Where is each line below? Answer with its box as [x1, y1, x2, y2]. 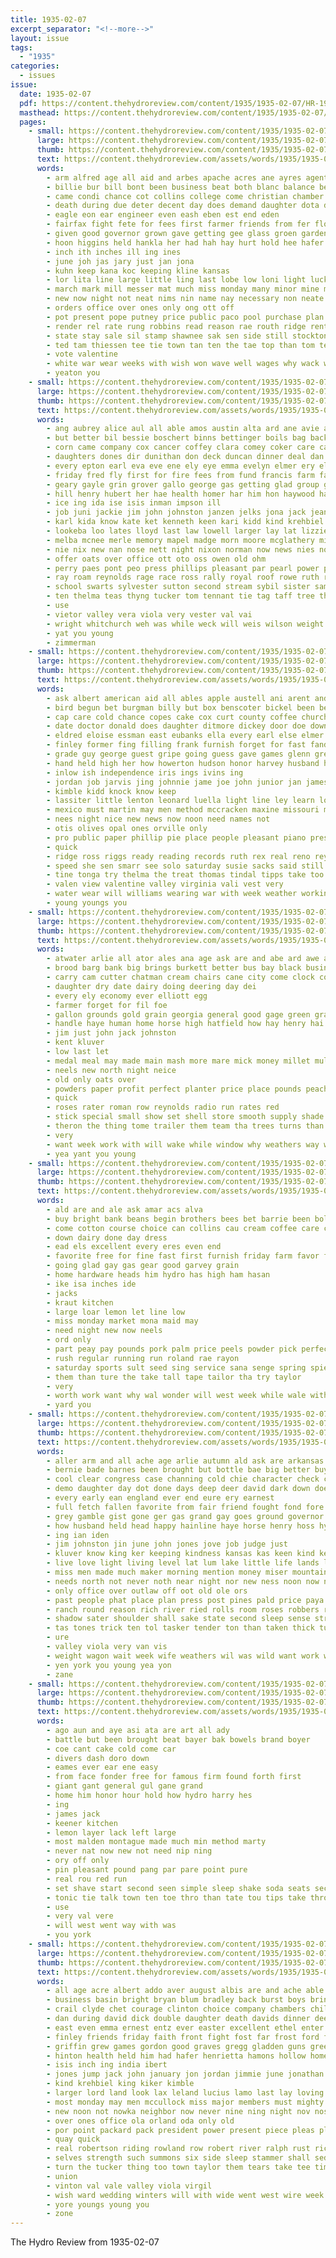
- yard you [46, 1400, 92, 1410]
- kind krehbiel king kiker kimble [46, 2079, 195, 2089]
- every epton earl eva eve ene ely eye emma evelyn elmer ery [46, 461, 315, 471]
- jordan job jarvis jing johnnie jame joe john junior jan [46, 777, 302, 787]
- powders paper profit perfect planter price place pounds [46, 1084, 302, 1094]
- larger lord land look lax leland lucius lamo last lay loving [46, 2088, 325, 2098]
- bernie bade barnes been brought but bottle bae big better [46, 1465, 311, 1475]
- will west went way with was [46, 1921, 177, 1931]
